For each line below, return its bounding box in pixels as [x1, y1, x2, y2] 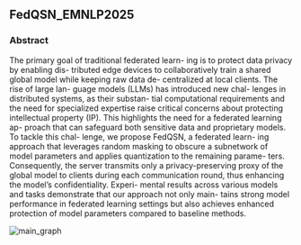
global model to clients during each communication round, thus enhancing [9, 169, 285, 180]
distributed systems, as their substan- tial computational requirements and [9, 93, 285, 104]
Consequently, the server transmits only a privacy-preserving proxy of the [9, 159, 284, 170]
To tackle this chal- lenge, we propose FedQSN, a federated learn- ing [9, 131, 270, 142]
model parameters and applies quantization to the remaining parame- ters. [9, 150, 285, 161]
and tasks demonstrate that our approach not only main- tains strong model [9, 188, 290, 199]
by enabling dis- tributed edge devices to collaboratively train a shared [9, 64, 271, 75]
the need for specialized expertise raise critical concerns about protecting [9, 103, 284, 113]
